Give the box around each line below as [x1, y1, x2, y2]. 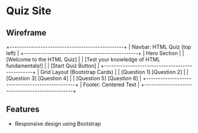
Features [6, 105, 40, 115]
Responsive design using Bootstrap [14, 120, 102, 127]
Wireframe [6, 28, 47, 38]
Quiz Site [6, 4, 52, 18]
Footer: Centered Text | [83, 81, 140, 88]
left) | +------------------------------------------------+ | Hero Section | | [6, 50, 184, 57]
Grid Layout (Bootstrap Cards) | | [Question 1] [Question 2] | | [40, 69, 189, 75]
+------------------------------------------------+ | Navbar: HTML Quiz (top [6, 43, 191, 50]
